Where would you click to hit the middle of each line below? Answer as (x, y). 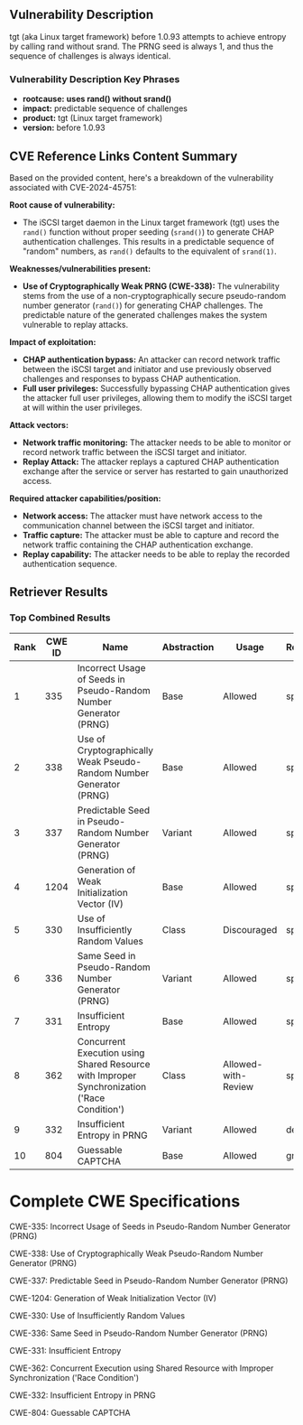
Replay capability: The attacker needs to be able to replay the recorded (156, 554)
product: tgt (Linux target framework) (92, 118)
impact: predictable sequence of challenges (105, 108)
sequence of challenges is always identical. (90, 56)
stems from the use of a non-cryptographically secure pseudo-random (154, 295)
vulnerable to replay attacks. (75, 324)
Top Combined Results (60, 618)
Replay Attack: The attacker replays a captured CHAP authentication (151, 461)
